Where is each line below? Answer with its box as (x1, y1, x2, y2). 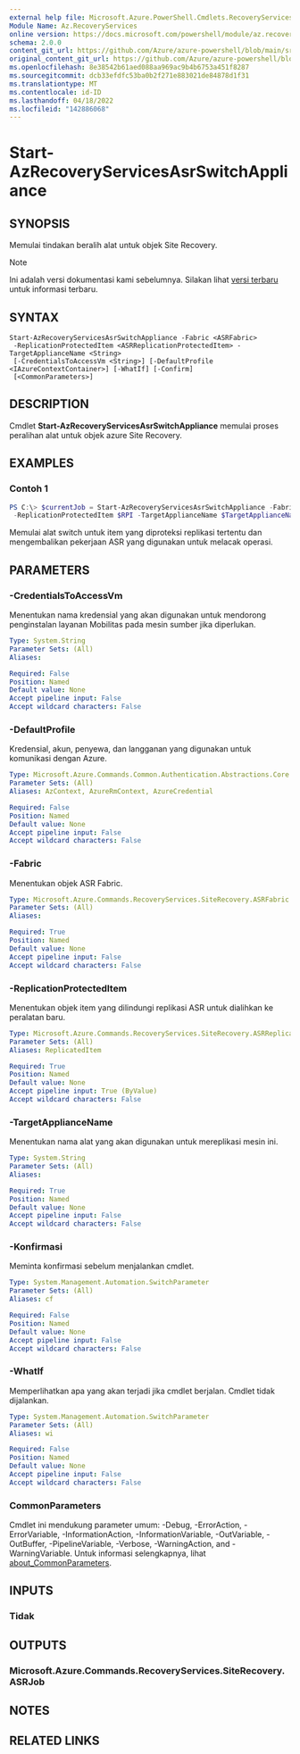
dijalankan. (9, 1394, 49, 1406)
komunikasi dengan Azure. (9, 753, 107, 764)
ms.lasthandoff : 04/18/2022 (9, 96, 114, 105)
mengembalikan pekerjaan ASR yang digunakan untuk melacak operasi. (9, 536, 274, 547)
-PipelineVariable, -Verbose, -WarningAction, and (48, 1539, 230, 1550)
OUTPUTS (9, 1637, 67, 1652)
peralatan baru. (9, 1011, 65, 1022)
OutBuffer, (9, 1539, 47, 1550)
